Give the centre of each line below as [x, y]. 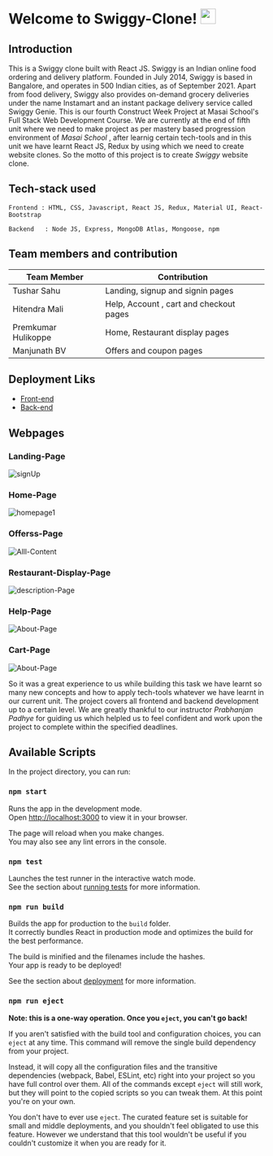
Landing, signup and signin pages [169, 290]
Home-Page [32, 495]
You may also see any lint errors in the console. [87, 841]
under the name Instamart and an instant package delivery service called [131, 103]
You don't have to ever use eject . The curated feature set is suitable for [128, 1117]
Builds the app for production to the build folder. [90, 923]
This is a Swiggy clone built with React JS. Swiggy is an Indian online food [132, 68]
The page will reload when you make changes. [87, 832]
